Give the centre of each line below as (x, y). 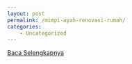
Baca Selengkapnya (36, 53)
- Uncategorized (43, 33)
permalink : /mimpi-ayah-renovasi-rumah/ (67, 20)
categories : (24, 26)
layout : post (26, 14)
